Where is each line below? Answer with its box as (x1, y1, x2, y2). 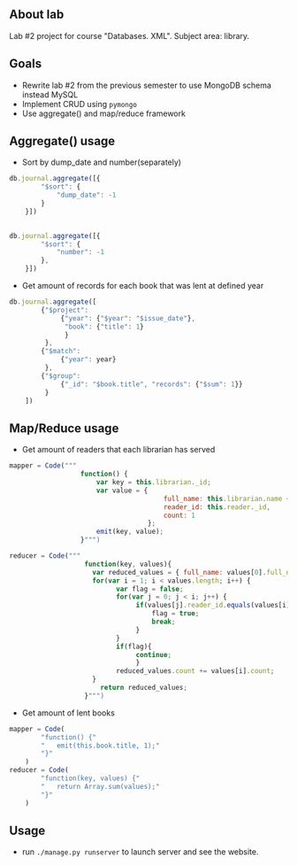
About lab (9, 7, 65, 22)
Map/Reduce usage (9, 421, 119, 436)
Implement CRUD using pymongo (21, 98, 137, 109)
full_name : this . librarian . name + (163, 494, 291, 503)
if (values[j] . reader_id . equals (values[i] (135, 601, 291, 610)
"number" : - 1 (56, 248, 104, 257)
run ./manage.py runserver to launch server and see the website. (21, 847, 259, 857)
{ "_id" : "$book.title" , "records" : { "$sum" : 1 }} (60, 380, 243, 389)
